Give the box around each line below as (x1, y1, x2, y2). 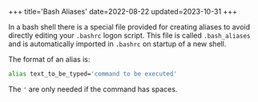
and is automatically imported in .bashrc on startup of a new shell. (8, 39, 227, 49)
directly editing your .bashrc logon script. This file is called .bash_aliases (8, 31, 251, 40)
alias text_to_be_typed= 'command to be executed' (8, 70, 178, 78)
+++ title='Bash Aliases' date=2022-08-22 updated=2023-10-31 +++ (8, 7, 238, 16)
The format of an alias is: (8, 55, 91, 64)
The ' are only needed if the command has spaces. (8, 84, 178, 94)
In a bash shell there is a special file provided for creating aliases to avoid (8, 22, 251, 31)
